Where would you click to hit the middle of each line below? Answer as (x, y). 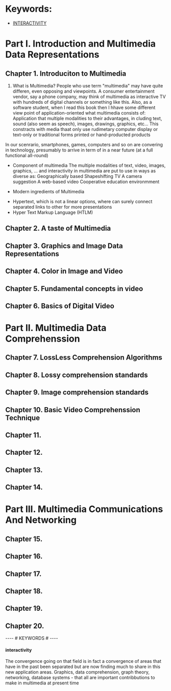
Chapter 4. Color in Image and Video (64, 271)
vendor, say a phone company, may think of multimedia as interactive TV (89, 96)
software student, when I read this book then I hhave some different (84, 107)
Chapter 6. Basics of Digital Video (60, 306)
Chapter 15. (24, 539)
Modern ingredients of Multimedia (48, 191)
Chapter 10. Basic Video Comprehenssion (73, 410)
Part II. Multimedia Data (56, 328)
